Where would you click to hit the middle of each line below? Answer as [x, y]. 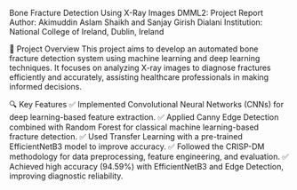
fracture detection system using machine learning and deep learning [135, 58]
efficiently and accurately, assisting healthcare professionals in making [139, 77]
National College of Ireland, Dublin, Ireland [87, 32]
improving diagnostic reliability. [66, 176]
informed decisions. [46, 87]
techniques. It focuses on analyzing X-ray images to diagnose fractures [140, 67]
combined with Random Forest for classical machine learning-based [134, 127]
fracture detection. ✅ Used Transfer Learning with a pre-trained [126, 136]
